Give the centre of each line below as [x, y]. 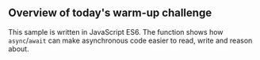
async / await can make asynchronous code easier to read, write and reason [130, 40]
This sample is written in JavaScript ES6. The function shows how [116, 32]
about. [19, 49]
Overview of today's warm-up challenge [110, 13]
